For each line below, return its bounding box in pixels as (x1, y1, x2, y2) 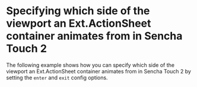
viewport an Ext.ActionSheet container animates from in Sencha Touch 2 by (6, 67, 192, 75)
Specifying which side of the (6, 4, 150, 18)
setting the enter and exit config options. (6, 74, 108, 81)
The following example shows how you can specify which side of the (6, 61, 175, 69)
